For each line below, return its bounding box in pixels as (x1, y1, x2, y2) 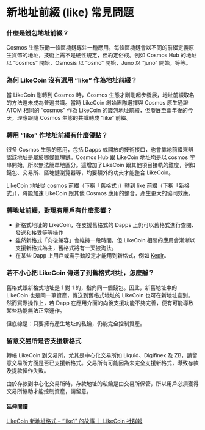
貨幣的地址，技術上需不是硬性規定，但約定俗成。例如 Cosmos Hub (11, 51, 180, 59)
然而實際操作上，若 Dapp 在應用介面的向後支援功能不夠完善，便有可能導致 (6, 299, 194, 306)
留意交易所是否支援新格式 (6, 336, 82, 345)
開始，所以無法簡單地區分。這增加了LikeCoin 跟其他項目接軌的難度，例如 (11, 161, 196, 169)
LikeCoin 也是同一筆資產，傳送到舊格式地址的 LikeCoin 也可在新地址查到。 (6, 291, 194, 298)
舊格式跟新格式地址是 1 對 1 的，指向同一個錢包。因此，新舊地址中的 (6, 284, 178, 291)
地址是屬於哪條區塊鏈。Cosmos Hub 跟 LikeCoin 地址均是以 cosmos (16, 154, 188, 161)
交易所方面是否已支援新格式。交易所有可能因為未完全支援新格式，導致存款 (11, 359, 199, 366)
